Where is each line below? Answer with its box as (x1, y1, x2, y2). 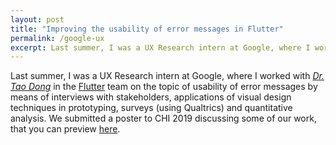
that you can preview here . (10, 123, 121, 135)
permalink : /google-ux (10, 33, 105, 43)
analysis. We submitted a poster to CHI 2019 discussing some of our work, (10, 112, 317, 125)
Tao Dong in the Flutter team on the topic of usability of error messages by (10, 81, 318, 93)
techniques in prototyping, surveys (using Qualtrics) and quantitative (10, 102, 293, 114)
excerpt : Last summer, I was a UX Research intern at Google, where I (10, 42, 311, 53)
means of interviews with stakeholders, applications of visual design (10, 91, 292, 103)
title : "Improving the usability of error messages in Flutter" (10, 24, 284, 34)
